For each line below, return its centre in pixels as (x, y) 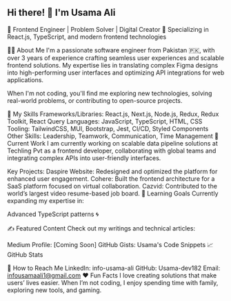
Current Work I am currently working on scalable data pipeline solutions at (113, 143)
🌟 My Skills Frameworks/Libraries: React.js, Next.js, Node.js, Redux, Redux (113, 114)
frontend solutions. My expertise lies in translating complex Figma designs (113, 65)
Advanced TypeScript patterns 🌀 (53, 214)
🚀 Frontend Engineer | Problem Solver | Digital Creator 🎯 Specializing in (108, 29)
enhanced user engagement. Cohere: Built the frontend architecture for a (111, 178)
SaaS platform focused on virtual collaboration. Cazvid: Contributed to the (112, 186)
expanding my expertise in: (46, 200)
